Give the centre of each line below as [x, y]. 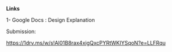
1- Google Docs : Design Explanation [51, 20]
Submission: [21, 31]
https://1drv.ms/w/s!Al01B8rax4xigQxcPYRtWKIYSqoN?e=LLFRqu [86, 43]
